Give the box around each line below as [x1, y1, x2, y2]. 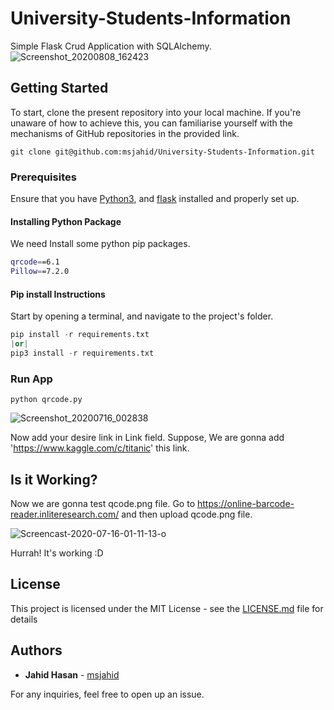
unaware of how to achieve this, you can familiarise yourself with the [10, 117, 293, 129]
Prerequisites [10, 170, 77, 184]
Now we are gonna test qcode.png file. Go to [10, 497, 196, 509]
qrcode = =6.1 [10, 257, 60, 267]
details [10, 613, 38, 625]
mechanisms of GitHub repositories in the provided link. [10, 127, 240, 139]
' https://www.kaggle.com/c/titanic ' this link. [10, 442, 190, 454]
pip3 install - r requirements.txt [10, 348, 155, 358]
